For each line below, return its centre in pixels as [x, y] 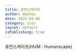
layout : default [21, 28]
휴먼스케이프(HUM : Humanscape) [39, 46]
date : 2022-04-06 [23, 18]
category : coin [20, 23]
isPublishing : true [25, 32]
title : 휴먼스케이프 [23, 9]
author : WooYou [20, 14]
